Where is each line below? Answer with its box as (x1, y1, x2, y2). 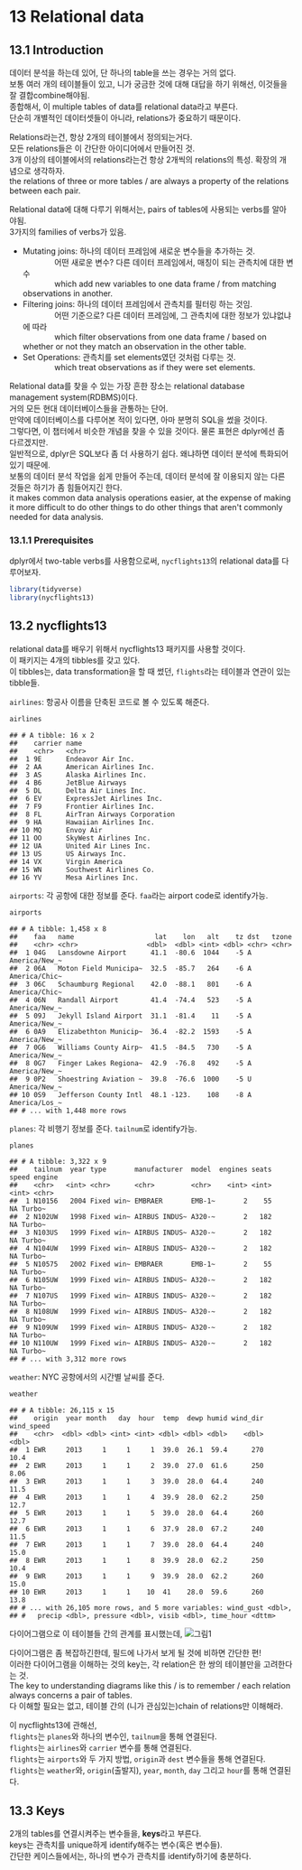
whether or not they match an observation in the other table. (22, 341, 247, 351)
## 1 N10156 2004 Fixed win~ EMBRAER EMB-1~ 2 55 (9, 1196, 272, 1206)
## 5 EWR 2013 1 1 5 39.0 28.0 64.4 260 (9, 1509, 264, 1518)
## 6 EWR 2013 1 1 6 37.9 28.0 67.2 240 (9, 1524, 264, 1534)
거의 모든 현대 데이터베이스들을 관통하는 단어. (9, 404, 169, 414)
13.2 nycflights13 (9, 619, 107, 634)
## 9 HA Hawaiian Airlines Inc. (9, 817, 155, 827)
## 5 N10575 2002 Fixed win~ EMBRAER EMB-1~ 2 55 (9, 1260, 272, 1270)
